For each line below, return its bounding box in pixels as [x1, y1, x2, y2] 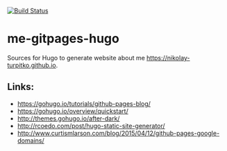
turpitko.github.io [7, 61, 57, 69]
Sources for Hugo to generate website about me [7, 53, 146, 62]
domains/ [17, 136, 44, 145]
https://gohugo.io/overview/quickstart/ [17, 107, 128, 115]
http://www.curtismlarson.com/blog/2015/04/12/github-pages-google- [17, 129, 220, 137]
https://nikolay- [146, 53, 190, 62]
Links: [7, 81, 35, 93]
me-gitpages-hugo [7, 31, 119, 46]
